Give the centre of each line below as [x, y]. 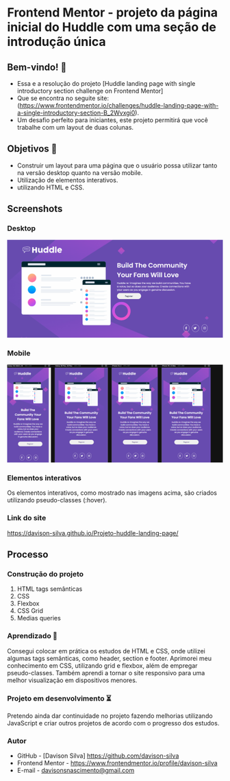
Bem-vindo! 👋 [37, 67]
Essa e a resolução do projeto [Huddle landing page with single [106, 83]
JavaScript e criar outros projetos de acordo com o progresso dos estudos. [113, 723]
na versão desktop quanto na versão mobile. [80, 172]
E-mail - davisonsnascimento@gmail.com [76, 771]
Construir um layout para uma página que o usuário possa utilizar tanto [117, 165]
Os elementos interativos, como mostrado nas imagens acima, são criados [112, 493]
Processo [28, 555]
